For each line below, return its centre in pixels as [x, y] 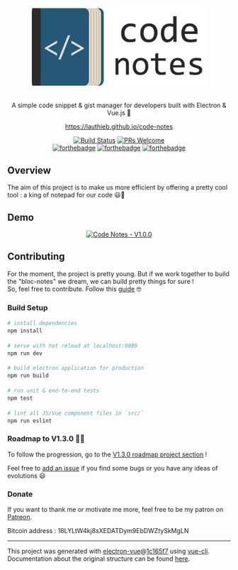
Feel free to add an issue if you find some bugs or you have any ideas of [113, 468]
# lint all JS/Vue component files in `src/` [75, 413]
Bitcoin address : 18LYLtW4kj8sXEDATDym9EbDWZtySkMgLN [98, 531]
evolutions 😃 [27, 476]
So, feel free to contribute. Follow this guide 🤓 [74, 289]
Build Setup [28, 307]
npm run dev [25, 353]
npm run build [28, 376]
